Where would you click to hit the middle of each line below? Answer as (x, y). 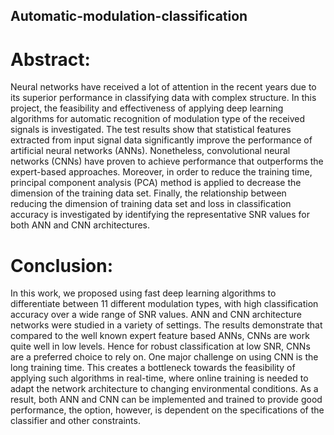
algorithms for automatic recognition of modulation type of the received (158, 119)
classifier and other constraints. (75, 421)
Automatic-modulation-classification (129, 16)
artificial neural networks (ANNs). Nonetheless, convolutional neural (150, 151)
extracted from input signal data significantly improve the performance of (161, 140)
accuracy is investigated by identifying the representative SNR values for (160, 215)
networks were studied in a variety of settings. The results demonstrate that (166, 325)
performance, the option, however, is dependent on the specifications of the (167, 410)
